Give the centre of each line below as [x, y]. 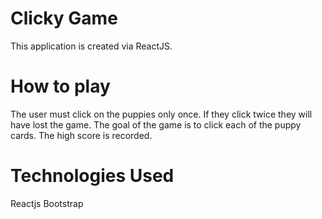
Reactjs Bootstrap [47, 203]
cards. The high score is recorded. [81, 135]
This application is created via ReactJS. [91, 46]
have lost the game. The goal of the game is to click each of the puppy [156, 124]
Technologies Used [92, 176]
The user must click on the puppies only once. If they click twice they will [161, 114]
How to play [60, 86]
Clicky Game [64, 18]
